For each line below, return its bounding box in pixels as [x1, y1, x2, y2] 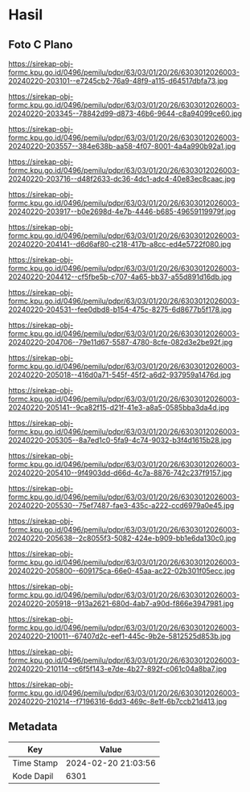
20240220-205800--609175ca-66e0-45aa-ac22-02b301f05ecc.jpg [8, 566, 236, 576]
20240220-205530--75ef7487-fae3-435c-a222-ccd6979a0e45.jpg [8, 501, 235, 510]
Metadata [8, 720, 58, 733]
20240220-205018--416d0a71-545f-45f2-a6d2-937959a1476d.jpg [8, 370, 232, 380]
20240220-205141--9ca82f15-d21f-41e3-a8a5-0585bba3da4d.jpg [8, 403, 230, 412]
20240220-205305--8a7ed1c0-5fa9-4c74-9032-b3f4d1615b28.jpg [8, 436, 232, 445]
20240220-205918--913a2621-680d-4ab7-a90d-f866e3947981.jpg [8, 599, 235, 608]
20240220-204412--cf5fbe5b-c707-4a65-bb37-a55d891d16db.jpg [8, 272, 232, 281]
